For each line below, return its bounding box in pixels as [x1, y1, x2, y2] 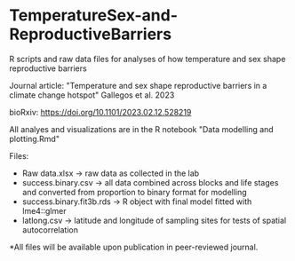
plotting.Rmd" [9, 133, 60, 144]
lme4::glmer [21, 205, 67, 216]
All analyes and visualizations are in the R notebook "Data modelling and [9, 123, 274, 134]
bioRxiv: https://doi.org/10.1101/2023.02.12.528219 [9, 107, 192, 117]
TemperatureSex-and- [9, 5, 179, 26]
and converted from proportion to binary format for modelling [21, 186, 247, 197]
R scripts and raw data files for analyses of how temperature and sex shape [9, 53, 286, 64]
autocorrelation [21, 224, 78, 235]
